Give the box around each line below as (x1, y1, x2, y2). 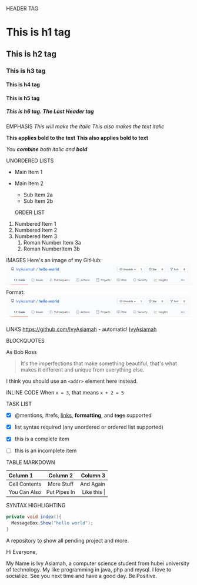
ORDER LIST (14, 209, 45, 216)
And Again (80, 480, 106, 487)
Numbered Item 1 (14, 220, 56, 227)
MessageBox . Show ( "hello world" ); (11, 520, 94, 526)
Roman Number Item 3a (23, 239, 81, 246)
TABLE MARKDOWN (6, 459, 55, 466)
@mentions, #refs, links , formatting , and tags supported (14, 412, 152, 419)
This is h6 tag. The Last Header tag (6, 108, 94, 115)
